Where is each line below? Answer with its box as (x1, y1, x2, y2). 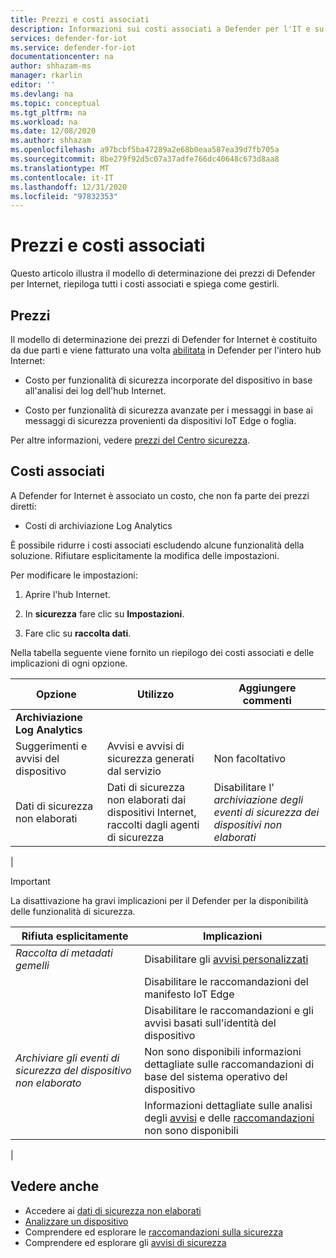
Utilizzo (136, 687, 175, 701)
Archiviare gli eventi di (15, 1051, 120, 1065)
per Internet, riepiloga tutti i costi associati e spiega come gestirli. (10, 278, 280, 290)
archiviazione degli (213, 792, 304, 806)
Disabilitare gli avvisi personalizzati (144, 952, 309, 966)
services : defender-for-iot (10, 33, 128, 43)
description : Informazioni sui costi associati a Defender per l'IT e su (10, 24, 325, 34)
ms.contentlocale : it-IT (10, 172, 114, 183)
